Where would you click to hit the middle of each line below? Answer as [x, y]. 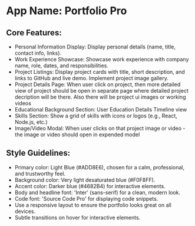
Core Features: [34, 33]
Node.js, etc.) [31, 122]
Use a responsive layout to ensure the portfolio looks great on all [93, 205]
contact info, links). [38, 53]
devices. [25, 211]
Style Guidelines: [38, 153]
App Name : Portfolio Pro [67, 11]
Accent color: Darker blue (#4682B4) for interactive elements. [90, 186]
